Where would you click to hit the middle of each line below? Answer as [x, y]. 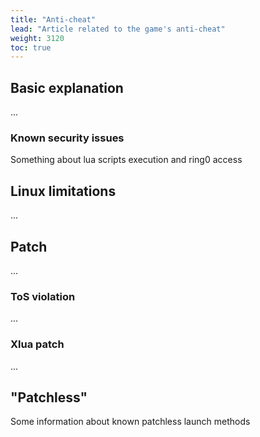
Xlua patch [37, 344]
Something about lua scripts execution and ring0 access [126, 160]
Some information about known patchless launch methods [130, 422]
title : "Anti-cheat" [53, 19]
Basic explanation [67, 87]
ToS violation [43, 296]
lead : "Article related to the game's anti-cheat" [118, 29]
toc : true [31, 47]
